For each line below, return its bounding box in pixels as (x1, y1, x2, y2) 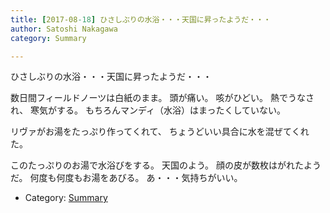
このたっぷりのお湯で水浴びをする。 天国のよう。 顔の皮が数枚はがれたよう (10, 159, 322, 171)
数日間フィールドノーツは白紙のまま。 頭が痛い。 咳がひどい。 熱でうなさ (10, 92, 315, 104)
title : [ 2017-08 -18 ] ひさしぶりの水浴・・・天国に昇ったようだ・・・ (10, 14, 272, 25)
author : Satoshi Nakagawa (10, 24, 118, 34)
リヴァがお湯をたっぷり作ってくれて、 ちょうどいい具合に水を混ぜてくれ (10, 126, 310, 138)
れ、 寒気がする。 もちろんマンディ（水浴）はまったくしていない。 (10, 104, 287, 116)
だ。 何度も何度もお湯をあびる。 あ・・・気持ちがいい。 (10, 172, 243, 184)
